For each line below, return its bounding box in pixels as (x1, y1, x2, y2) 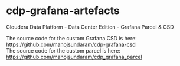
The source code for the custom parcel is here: (6, 47, 121, 54)
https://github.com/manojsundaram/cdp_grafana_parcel (6, 53, 143, 60)
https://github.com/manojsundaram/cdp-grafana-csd (6, 41, 136, 48)
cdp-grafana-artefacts (6, 4, 120, 18)
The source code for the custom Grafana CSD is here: (6, 34, 137, 41)
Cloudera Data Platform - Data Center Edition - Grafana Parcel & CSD (6, 23, 174, 30)
